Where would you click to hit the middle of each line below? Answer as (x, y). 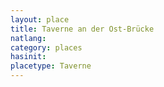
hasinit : (28, 57)
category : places (46, 47)
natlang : (28, 38)
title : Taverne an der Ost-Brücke (82, 29)
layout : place (40, 19)
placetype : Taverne (51, 66)
